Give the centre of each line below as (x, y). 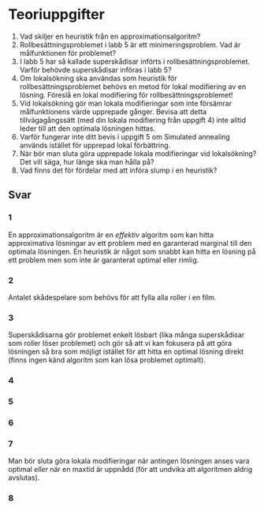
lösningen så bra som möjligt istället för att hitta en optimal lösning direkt (126, 351)
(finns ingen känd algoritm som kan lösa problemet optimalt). (107, 360)
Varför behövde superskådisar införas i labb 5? (95, 69)
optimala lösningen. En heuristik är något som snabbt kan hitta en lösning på (132, 251)
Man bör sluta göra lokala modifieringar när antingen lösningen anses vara (129, 461)
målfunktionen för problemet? (68, 53)
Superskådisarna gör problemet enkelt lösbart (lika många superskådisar (126, 335)
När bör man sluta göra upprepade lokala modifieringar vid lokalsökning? (138, 153)
